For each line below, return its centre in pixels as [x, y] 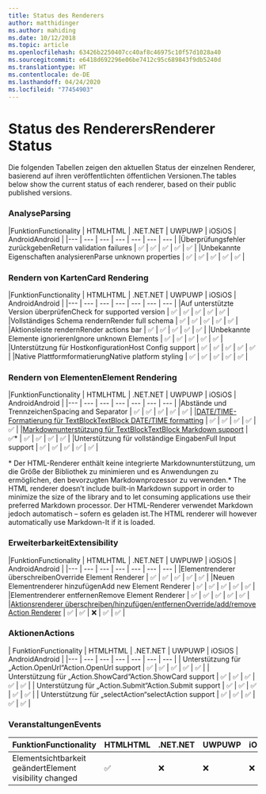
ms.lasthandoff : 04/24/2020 [55, 82]
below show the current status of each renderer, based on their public [122, 184]
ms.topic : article [38, 45]
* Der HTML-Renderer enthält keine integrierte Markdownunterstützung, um [132, 463]
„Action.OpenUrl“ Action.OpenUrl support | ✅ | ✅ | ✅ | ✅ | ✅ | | [109, 667]
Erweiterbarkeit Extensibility [63, 543]
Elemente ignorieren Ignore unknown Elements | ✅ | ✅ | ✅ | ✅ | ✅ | [116, 338]
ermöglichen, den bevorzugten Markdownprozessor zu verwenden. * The [127, 480]
